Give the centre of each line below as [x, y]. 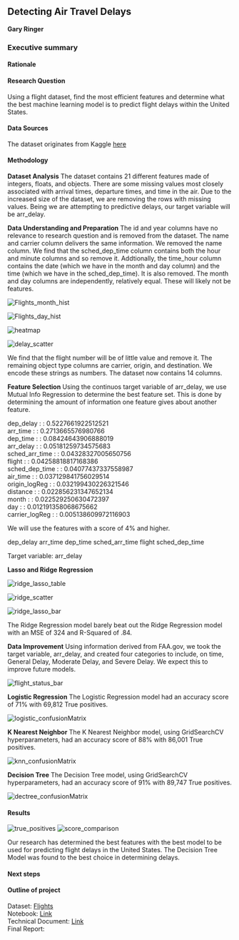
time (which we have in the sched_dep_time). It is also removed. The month [118, 273]
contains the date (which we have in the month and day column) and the [113, 266]
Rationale [22, 64]
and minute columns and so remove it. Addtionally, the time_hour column [115, 258]
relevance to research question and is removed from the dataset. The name [118, 236]
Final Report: [26, 929]
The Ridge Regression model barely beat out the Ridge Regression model [115, 625]
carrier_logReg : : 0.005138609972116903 [69, 514]
